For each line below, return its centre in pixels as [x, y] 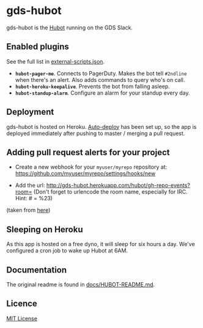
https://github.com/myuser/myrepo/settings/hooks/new [85, 173]
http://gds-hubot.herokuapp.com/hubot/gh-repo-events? [118, 185]
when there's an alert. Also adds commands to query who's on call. [100, 79]
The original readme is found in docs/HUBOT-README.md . [81, 284]
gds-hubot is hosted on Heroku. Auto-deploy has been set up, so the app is [102, 126]
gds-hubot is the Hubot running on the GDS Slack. [70, 27]
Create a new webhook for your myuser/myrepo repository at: [91, 167]
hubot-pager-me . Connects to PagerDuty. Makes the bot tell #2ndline [101, 73]
